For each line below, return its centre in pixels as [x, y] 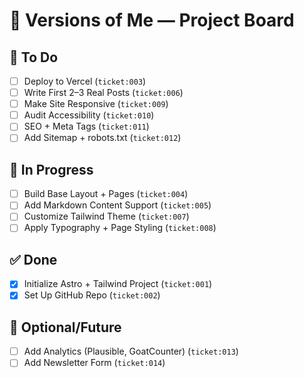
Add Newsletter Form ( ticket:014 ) [94, 363]
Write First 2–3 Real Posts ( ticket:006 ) [103, 93]
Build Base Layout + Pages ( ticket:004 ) [106, 194]
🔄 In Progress [51, 169]
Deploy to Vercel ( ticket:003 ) [85, 81]
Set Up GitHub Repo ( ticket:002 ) [92, 295]
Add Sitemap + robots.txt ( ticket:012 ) [102, 138]
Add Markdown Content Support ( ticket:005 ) [117, 205]
